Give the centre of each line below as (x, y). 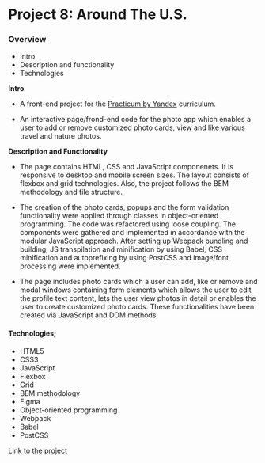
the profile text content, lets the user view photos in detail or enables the (138, 298)
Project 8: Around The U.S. (98, 15)
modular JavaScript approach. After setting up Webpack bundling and (134, 241)
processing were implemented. (70, 266)
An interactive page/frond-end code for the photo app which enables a (135, 120)
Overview (27, 40)
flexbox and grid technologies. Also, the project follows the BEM (124, 184)
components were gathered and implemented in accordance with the (132, 233)
